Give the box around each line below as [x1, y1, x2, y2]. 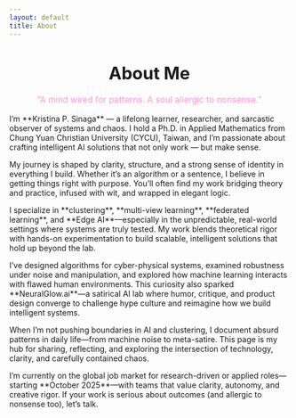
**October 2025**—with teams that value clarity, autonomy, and [39, 380, 280, 390]
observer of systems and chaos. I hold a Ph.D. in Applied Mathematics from [9, 122, 286, 134]
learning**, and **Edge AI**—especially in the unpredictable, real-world [9, 214, 277, 225]
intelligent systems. [9, 307, 80, 317]
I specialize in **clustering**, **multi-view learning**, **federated [9, 204, 250, 215]
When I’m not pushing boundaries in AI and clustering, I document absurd [9, 324, 279, 335]
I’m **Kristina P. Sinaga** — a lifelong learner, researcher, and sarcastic [9, 113, 276, 124]
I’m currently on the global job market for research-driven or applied [9, 370, 260, 381]
